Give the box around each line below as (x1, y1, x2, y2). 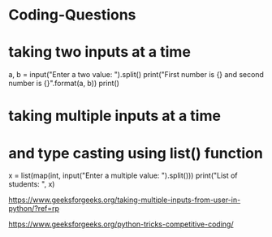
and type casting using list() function (8, 144, 264, 162)
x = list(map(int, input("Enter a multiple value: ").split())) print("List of (8, 170, 238, 180)
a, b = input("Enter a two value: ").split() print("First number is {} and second (8, 70, 264, 80)
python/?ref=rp (8, 204, 59, 213)
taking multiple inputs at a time (8, 107, 222, 125)
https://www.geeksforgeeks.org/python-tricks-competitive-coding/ (8, 219, 234, 229)
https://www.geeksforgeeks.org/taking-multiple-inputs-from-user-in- (8, 195, 241, 205)
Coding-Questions (8, 6, 136, 24)
